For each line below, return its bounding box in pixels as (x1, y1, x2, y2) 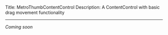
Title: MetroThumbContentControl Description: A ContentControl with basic (5, 4, 160, 10)
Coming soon (5, 24, 33, 29)
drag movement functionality (5, 9, 65, 15)
